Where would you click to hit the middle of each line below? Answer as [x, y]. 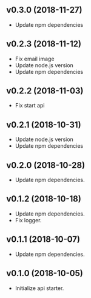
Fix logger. [28, 220]
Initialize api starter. [39, 288]
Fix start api [30, 106]
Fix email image [35, 59]
